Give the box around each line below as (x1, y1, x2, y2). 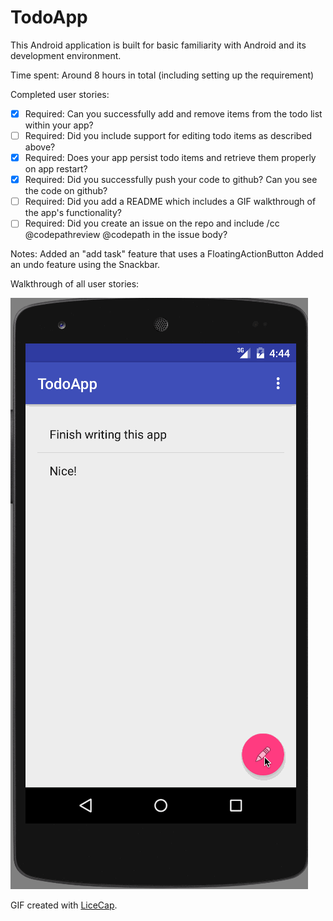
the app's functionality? (24, 207, 122, 219)
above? (24, 141, 56, 153)
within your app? (24, 119, 94, 131)
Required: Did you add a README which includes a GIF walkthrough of (24, 196, 317, 208)
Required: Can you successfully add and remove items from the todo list (24, 107, 323, 120)
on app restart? (24, 163, 88, 175)
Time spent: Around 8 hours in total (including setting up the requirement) (10, 69, 315, 81)
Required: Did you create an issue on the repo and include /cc (24, 217, 280, 230)
